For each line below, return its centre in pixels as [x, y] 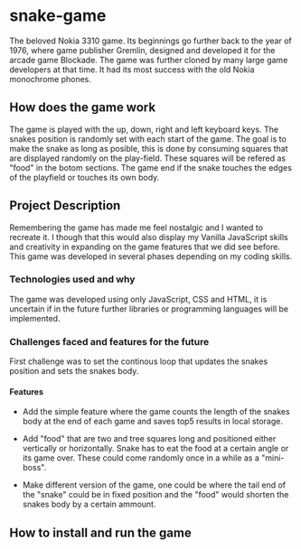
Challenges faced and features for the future [109, 341]
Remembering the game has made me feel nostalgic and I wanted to [136, 228]
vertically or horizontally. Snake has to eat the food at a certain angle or [155, 449]
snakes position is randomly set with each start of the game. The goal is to [148, 139]
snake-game [58, 16]
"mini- [273, 458]
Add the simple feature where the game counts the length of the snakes [156, 412]
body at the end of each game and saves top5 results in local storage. [152, 422]
